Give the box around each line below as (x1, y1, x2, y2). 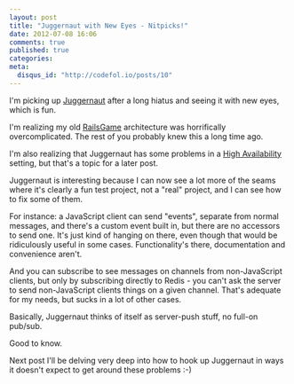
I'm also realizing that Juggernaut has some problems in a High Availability (9, 148, 282, 159)
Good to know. (9, 338, 63, 349)
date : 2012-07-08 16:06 (9, 29, 98, 38)
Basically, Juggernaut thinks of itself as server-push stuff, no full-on (9, 311, 258, 322)
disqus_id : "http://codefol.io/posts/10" (17, 71, 173, 80)
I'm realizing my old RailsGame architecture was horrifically (9, 121, 226, 132)
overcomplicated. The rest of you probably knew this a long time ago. (9, 130, 264, 142)
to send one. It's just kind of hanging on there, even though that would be (9, 230, 278, 240)
